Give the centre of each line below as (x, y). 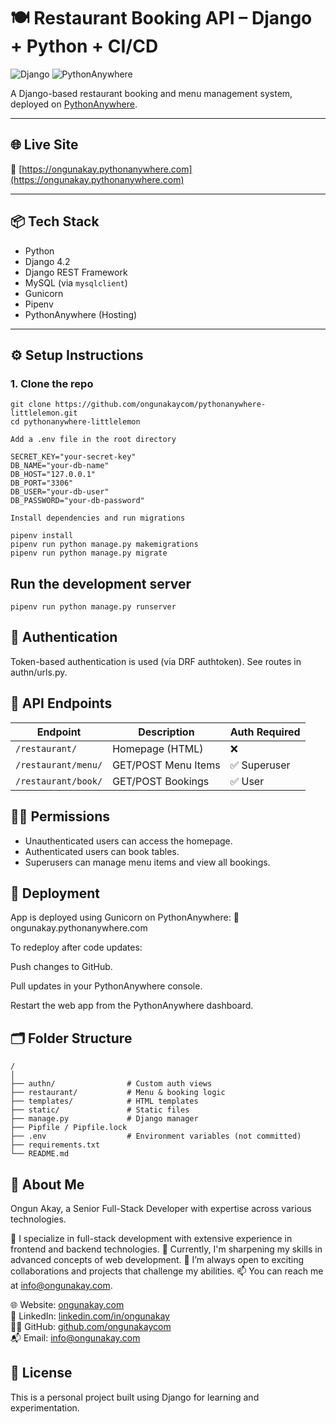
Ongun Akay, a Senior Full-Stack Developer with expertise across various (161, 1208)
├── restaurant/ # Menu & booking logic (118, 1093)
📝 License (41, 1373)
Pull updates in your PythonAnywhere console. (106, 986)
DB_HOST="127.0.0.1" (53, 475)
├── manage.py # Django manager (104, 1119)
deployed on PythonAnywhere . (74, 104)
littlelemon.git (44, 413)
